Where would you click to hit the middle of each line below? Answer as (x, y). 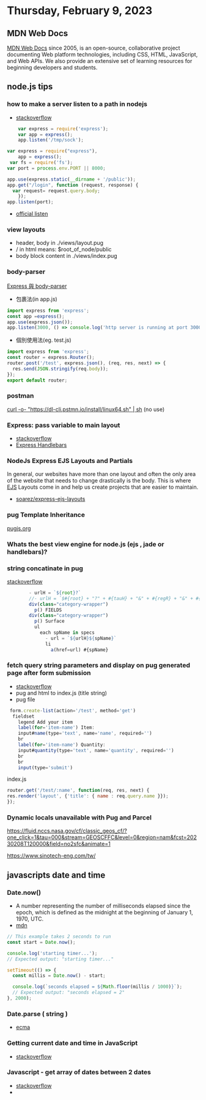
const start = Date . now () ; (41, 942)
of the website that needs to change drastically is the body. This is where (99, 481)
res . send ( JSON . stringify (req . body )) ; (61, 369)
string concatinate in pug (45, 568)
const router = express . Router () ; (51, 358)
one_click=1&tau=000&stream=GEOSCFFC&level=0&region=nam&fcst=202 (102, 837)
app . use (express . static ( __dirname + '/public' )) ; (72, 179)
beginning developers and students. (52, 67)
